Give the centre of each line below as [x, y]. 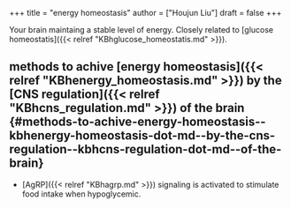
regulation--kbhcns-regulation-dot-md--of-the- [145, 149]
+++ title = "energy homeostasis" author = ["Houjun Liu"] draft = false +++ [145, 13]
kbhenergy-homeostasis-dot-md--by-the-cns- [142, 136]
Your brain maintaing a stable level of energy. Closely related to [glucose [142, 30]
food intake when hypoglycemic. [81, 194]
